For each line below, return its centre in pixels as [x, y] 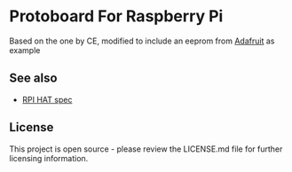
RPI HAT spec [47, 99]
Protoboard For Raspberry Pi [116, 16]
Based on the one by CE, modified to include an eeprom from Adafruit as [142, 41]
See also [33, 78]
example [25, 50]
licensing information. [49, 158]
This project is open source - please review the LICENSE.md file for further [146, 149]
